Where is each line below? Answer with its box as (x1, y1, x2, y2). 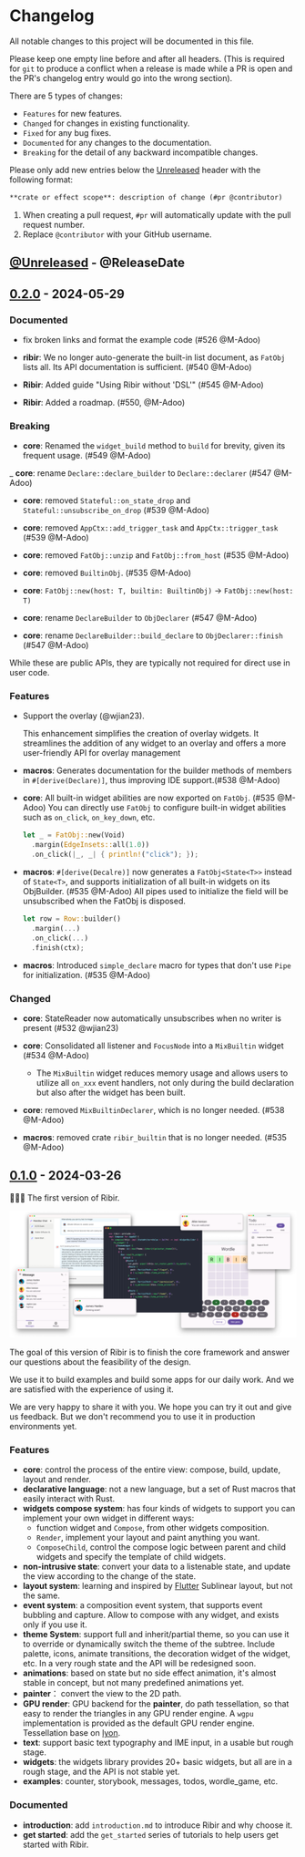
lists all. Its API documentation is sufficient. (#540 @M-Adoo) (22, 361, 252, 372)
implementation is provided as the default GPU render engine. (22, 1718, 255, 1728)
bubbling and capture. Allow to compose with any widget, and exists (22, 1610, 280, 1621)
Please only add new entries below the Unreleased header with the (9, 164, 261, 175)
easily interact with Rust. (22, 1493, 116, 1504)
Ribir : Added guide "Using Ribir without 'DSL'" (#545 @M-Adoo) (22, 379, 264, 390)
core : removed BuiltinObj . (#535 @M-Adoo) (22, 567, 191, 579)
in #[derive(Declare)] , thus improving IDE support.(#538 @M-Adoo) (22, 775, 280, 786)
